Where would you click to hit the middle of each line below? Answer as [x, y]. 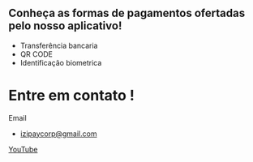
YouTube [23, 149]
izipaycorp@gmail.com [58, 134]
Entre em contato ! [72, 96]
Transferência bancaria [59, 45]
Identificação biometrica [61, 62]
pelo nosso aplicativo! [65, 26]
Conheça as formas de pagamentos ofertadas [127, 13]
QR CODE [36, 54]
